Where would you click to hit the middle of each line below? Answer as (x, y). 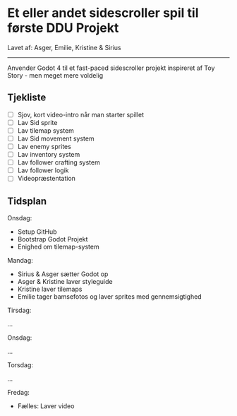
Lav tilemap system (45, 130)
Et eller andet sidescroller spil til (103, 13)
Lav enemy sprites (44, 147)
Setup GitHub (37, 232)
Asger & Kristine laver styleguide (65, 282)
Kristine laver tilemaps (50, 289)
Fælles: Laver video (46, 406)
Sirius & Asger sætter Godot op (63, 274)
